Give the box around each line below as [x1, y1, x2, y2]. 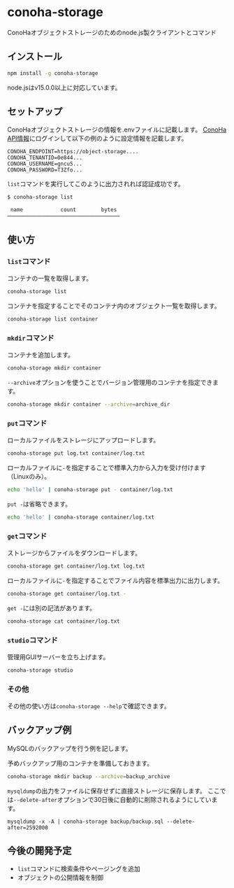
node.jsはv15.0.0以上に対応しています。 [7, 83, 122, 92]
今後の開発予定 [7, 845, 72, 857]
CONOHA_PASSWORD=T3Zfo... [7, 167, 82, 174]
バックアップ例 [7, 724, 72, 736]
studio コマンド [7, 635, 58, 645]
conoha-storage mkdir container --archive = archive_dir [7, 400, 170, 408]
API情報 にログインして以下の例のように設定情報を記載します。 [7, 134, 188, 143]
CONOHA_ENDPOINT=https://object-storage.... [7, 148, 139, 155]
